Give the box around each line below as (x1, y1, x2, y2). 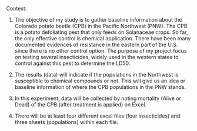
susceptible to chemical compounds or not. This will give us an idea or (14, 77, 186, 84)
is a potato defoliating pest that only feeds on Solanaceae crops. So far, (14, 29, 188, 36)
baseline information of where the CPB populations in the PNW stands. (14, 84, 186, 90)
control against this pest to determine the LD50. (14, 60, 131, 67)
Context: (6, 5, 27, 12)
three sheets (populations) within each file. (14, 119, 119, 125)
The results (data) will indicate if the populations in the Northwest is (14, 71, 179, 78)
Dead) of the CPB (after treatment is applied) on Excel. (14, 101, 147, 108)
